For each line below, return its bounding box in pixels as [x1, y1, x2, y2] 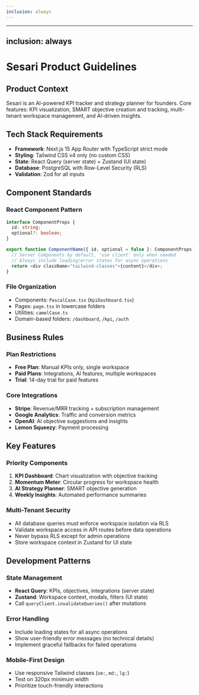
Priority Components [6, 459, 68, 467]
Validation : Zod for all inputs [14, 170, 85, 177]
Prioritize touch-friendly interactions [14, 682, 104, 689]
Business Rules [6, 333, 64, 343]
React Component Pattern [6, 206, 83, 214]
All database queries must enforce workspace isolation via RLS [14, 519, 169, 527]
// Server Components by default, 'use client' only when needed [11, 252, 176, 258]
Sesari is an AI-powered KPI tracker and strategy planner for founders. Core [6, 99, 191, 107]
